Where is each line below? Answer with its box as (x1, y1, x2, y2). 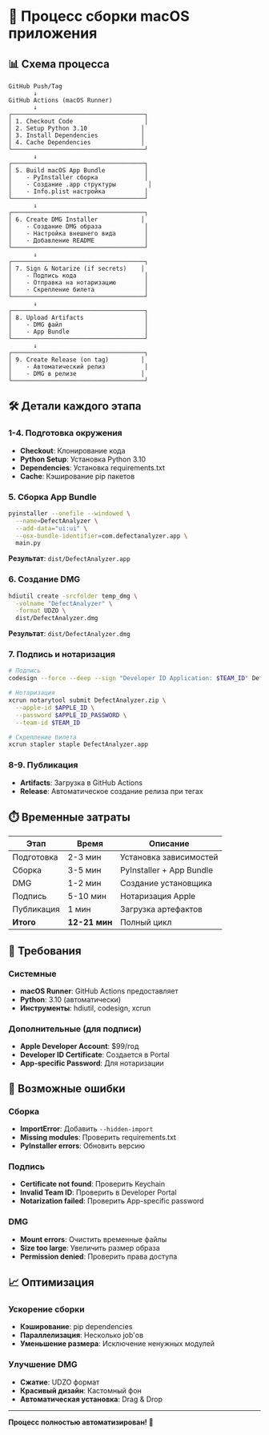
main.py (15, 539, 42, 547)
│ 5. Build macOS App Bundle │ (8, 167, 149, 175)
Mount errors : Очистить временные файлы (19, 1234, 167, 1244)
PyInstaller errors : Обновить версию (19, 1141, 146, 1151)
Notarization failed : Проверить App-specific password (19, 1196, 204, 1206)
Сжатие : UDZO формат (19, 1377, 100, 1387)
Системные (8, 968, 57, 979)
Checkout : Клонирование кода (19, 445, 126, 455)
